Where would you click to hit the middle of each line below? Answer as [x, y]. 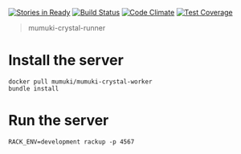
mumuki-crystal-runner [67, 28]
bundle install [34, 88]
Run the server [59, 121]
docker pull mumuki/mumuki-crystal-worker [80, 81]
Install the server [66, 61]
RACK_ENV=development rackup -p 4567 [71, 142]
